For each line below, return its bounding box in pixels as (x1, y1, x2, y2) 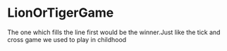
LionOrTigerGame (7, 5, 114, 21)
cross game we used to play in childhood (7, 35, 127, 43)
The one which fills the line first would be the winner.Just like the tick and (7, 28, 221, 36)
